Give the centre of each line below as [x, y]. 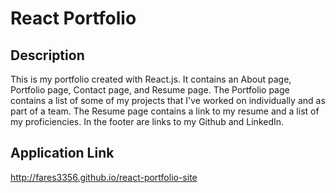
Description [47, 55]
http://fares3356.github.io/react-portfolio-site [104, 177]
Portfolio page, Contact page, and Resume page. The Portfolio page [150, 90]
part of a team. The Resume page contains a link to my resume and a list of [165, 111]
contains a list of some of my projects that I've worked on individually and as [168, 100]
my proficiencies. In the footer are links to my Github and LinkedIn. [147, 121]
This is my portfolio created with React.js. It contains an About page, [151, 79]
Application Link [62, 153]
